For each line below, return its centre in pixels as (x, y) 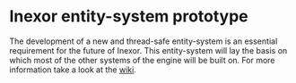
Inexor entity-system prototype (129, 17)
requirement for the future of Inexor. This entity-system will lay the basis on (148, 50)
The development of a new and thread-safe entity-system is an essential (144, 41)
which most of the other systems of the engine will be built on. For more (142, 60)
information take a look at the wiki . (73, 70)
